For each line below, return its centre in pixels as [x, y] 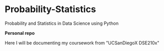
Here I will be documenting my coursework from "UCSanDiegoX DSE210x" [82, 43]
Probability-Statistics [50, 9]
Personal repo [20, 33]
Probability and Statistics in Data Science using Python [62, 23]
